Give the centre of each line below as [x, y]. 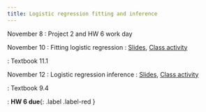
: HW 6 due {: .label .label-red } [51, 101]
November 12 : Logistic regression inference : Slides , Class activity [103, 74]
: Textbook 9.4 [28, 87]
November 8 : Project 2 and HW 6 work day [70, 34]
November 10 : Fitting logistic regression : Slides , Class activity [97, 47]
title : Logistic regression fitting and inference [82, 14]
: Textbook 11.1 [28, 61]
